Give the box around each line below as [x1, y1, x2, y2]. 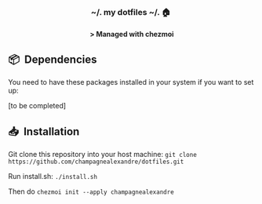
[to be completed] [8, 101, 67, 111]
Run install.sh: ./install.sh [8, 172, 98, 181]
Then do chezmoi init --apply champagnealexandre [8, 187, 174, 196]
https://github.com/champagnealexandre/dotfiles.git [8, 158, 184, 166]
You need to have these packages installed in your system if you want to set [8, 78, 254, 87]
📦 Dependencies [8, 53, 97, 66]
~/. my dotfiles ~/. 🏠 [90, 6, 171, 17]
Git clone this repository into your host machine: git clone [8, 150, 198, 159]
